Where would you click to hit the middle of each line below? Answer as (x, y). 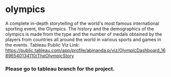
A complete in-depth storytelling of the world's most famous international (82, 23)
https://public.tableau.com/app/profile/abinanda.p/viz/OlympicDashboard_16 (85, 50)
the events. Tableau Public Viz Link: (42, 45)
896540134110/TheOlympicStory (40, 55)
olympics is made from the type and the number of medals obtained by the (84, 34)
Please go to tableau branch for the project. (60, 68)
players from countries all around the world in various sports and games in (83, 40)
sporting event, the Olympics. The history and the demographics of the (80, 28)
